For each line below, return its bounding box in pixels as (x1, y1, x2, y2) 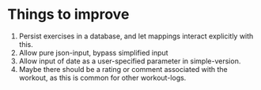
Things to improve (7, 5, 130, 23)
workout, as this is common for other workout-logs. (18, 73, 187, 82)
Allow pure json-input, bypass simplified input (18, 48, 168, 57)
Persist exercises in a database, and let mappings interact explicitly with (18, 31, 254, 41)
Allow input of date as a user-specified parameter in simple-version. (18, 56, 241, 66)
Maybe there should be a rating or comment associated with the (18, 64, 229, 74)
